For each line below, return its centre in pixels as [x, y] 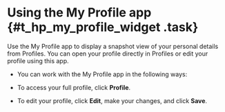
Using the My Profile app [79, 13]
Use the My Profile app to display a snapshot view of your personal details [113, 46]
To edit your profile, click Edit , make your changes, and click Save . [112, 100]
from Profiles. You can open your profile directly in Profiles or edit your [108, 54]
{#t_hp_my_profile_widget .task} [103, 27]
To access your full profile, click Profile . [74, 87]
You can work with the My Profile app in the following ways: [102, 74]
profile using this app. [38, 60]
